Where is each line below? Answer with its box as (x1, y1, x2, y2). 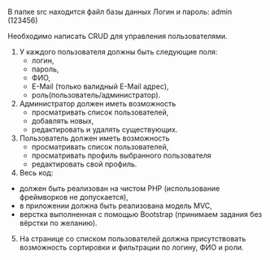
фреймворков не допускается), (19, 193, 129, 201)
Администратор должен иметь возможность (19, 99, 176, 108)
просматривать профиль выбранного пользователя (31, 150, 212, 160)
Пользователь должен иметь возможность (19, 133, 170, 143)
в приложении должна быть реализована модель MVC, (19, 201, 212, 210)
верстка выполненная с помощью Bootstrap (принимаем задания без (19, 210, 262, 219)
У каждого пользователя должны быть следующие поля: (19, 47, 218, 56)
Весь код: (19, 168, 54, 177)
